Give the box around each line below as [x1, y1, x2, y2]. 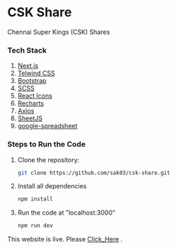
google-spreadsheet [17, 122, 78, 130]
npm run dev [17, 222, 53, 229]
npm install [17, 195, 53, 203]
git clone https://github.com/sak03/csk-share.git [17, 169, 171, 176]
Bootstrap [17, 76, 47, 85]
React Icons [17, 91, 53, 100]
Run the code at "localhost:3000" [17, 208, 115, 217]
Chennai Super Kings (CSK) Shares [7, 28, 110, 36]
